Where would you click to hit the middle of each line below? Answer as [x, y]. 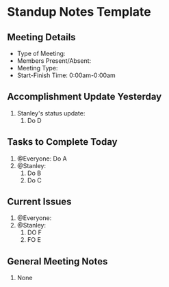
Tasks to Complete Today [62, 142]
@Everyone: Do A [42, 159]
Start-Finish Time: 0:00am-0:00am [66, 75]
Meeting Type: [37, 68]
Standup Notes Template [79, 12]
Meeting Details [42, 37]
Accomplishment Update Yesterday [84, 97]
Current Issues [39, 202]
